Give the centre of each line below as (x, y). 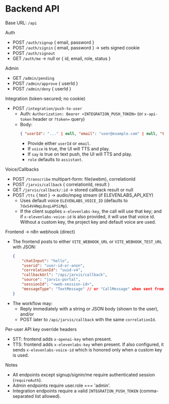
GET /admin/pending (33, 78)
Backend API (32, 9)
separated (23, 396)
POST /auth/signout (34, 53)
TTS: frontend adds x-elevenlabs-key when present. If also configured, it (88, 344)
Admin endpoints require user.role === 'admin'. (61, 385)
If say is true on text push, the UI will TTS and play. (80, 154)
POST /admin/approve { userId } (45, 83)
